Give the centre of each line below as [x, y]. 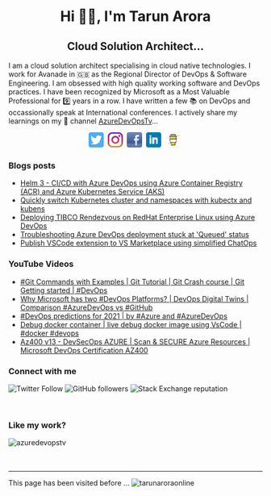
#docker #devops [49, 333]
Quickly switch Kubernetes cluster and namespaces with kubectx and [136, 200]
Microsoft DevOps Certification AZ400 [84, 350]
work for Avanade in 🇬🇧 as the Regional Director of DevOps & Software [128, 74]
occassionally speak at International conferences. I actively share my [123, 113]
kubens [33, 209]
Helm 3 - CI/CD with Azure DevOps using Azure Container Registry [131, 183]
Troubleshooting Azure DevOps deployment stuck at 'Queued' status [135, 235]
